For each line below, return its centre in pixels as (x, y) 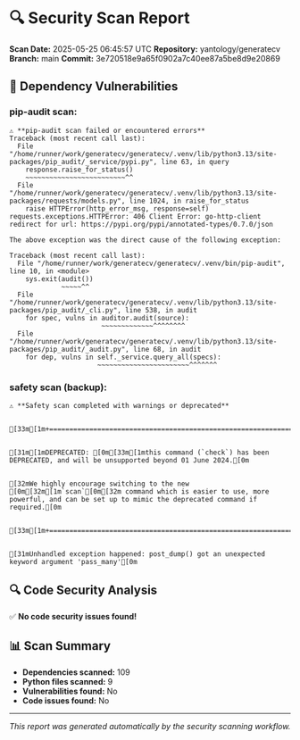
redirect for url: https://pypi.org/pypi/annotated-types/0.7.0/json (142, 224)
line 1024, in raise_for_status (189, 201)
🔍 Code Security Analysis (83, 590)
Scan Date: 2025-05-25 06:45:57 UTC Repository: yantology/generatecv (145, 49)
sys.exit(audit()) (59, 279)
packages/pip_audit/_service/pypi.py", (83, 162)
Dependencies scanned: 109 (76, 672)
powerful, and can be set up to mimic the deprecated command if (133, 499)
